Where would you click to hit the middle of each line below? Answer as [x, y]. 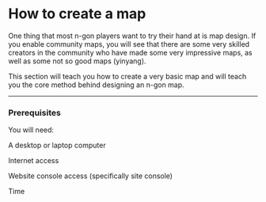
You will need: [31, 130]
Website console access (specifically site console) [90, 176]
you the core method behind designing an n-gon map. [96, 85]
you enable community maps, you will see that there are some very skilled [129, 44]
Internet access [34, 161]
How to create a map [77, 14]
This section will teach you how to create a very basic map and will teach [127, 76]
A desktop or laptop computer [57, 145]
